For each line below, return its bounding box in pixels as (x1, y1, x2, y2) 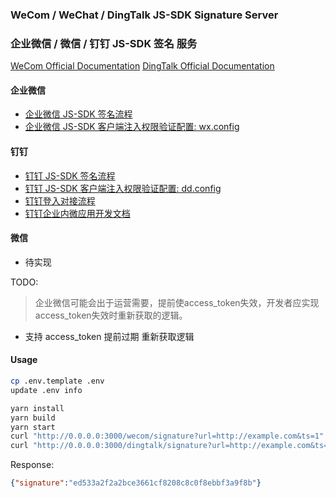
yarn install (10, 403, 65, 413)
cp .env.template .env (10, 376, 105, 387)
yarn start (10, 422, 56, 432)
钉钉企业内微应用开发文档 (24, 207, 131, 219)
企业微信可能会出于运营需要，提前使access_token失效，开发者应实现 (34, 296, 320, 308)
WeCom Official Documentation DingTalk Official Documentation (10, 60, 275, 72)
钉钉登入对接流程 (24, 194, 96, 207)
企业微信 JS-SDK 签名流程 (24, 108, 133, 120)
